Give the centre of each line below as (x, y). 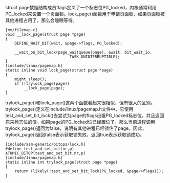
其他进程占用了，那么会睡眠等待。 (41, 20)
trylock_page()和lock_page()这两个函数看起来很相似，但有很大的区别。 (80, 103)
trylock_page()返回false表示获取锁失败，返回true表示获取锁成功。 (75, 135)
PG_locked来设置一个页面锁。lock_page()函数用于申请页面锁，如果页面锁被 (85, 14)
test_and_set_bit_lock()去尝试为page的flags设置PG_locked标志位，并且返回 (85, 116)
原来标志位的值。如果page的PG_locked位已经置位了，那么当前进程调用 (80, 122)
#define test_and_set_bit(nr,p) (40, 149)
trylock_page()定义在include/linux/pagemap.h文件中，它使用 (69, 109)
